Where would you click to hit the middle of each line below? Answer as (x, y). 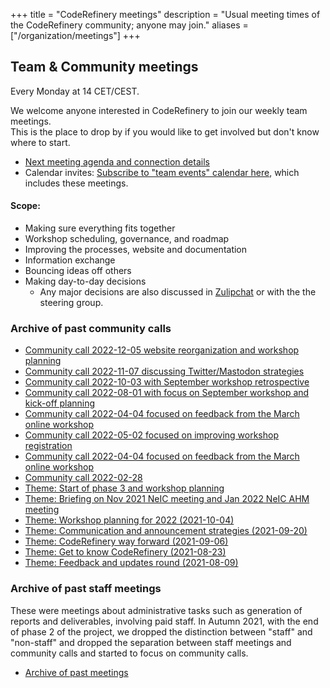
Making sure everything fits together (100, 228)
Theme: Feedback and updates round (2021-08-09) (131, 563)
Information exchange (70, 260)
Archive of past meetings (76, 672)
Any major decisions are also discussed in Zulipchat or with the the (178, 292)
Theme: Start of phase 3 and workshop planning (124, 488)
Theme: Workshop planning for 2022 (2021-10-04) (129, 520)
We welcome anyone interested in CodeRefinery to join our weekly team (159, 110)
